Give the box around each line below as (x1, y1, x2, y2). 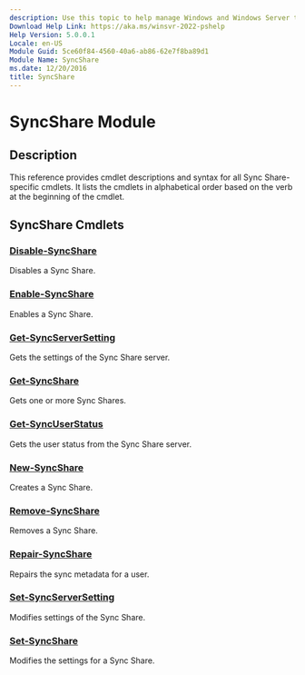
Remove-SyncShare (9, 504, 100, 517)
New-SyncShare (9, 461, 84, 473)
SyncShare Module (9, 111, 156, 132)
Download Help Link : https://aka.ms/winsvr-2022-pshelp (9, 22, 225, 31)
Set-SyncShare (9, 634, 79, 647)
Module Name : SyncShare (9, 55, 100, 65)
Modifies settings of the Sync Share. (9, 611, 146, 622)
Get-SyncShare (9, 374, 80, 387)
